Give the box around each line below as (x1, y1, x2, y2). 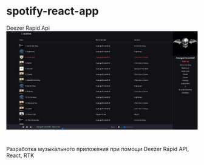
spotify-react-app (6, 4, 99, 18)
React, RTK (6, 152, 35, 159)
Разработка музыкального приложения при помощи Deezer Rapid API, (6, 145, 189, 152)
